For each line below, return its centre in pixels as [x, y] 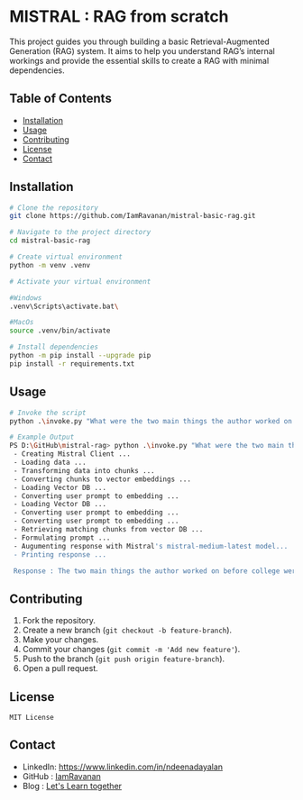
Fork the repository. [59, 621]
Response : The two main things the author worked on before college [147, 571]
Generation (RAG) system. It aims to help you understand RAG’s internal [142, 50]
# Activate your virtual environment [80, 281]
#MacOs [22, 323]
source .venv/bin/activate [60, 331]
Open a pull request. [60, 668]
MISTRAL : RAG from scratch [119, 17]
